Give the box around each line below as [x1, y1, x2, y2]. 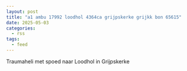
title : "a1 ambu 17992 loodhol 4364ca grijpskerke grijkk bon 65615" [6, 14, 182, 20]
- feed [11, 42, 28, 48]
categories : [6, 25, 36, 31]
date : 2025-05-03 [6, 20, 49, 25]
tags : [6, 36, 20, 42]
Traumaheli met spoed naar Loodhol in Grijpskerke [6, 57, 130, 65]
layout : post [6, 8, 39, 15]
